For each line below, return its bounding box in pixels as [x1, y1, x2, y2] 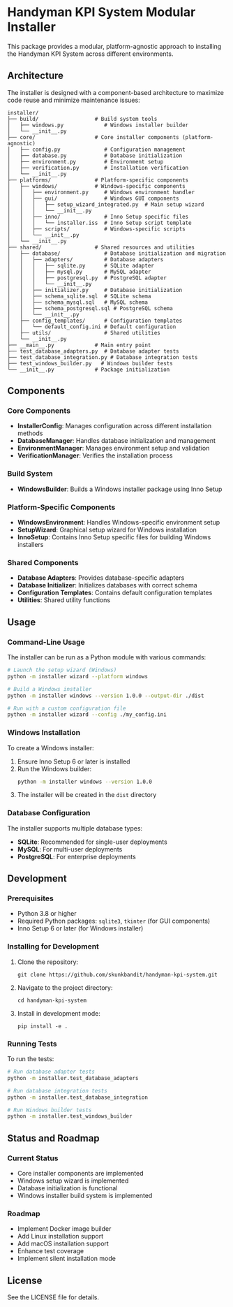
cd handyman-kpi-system [17, 997, 87, 1004]
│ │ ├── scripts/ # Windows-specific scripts [7, 225, 186, 233]
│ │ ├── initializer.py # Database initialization [7, 286, 183, 293]
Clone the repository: [17, 958, 79, 966]
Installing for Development [7, 942, 100, 951]
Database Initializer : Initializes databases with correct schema [17, 581, 197, 590]
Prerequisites [7, 893, 54, 903]
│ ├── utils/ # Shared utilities [7, 329, 160, 336]
